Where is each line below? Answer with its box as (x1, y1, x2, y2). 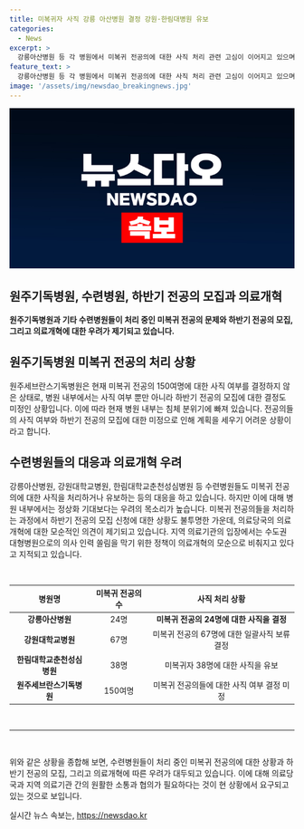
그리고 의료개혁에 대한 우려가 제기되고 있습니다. (9, 326, 175, 337)
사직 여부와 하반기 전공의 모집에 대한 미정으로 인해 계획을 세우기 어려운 (18, 414, 268, 425)
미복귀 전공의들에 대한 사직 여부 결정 (152, 680, 280, 690)
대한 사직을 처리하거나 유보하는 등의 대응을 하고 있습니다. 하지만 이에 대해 (25, 492, 285, 503)
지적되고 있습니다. (18, 548, 82, 559)
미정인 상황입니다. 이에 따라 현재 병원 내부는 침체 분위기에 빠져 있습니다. (9, 403, 262, 414)
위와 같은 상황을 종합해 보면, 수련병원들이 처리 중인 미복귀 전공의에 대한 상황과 (9, 757, 285, 767)
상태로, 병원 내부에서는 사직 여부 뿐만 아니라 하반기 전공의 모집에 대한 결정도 (18, 391, 287, 402)
